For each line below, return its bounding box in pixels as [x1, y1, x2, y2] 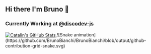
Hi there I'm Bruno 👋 [5, 5, 69, 14]
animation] [73, 31, 96, 38]
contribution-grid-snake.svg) [5, 43, 65, 49]
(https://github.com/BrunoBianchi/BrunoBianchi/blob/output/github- [5, 37, 146, 43]
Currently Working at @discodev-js [5, 20, 94, 27]
